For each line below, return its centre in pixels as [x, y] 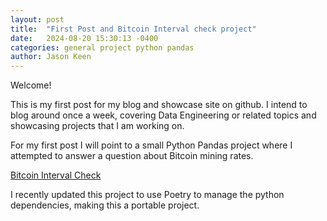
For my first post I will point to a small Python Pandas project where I [151, 145]
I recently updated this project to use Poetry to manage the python [147, 195]
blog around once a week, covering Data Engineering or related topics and [163, 115]
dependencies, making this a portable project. [105, 205]
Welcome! [31, 85]
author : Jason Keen [51, 57]
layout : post [37, 19]
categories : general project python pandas [102, 47]
